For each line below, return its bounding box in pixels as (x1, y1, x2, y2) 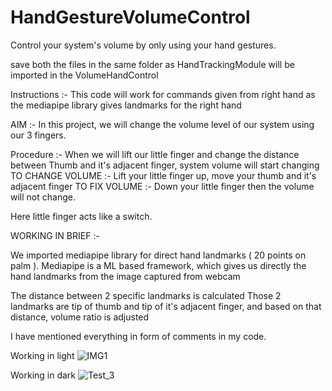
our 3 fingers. (10, 129, 67, 141)
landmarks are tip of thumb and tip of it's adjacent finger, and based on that (10, 300, 322, 312)
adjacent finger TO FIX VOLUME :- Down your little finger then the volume (10, 180, 315, 192)
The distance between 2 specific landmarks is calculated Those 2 (10, 289, 282, 301)
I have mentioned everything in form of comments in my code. (10, 330, 267, 342)
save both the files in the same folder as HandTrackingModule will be (10, 58, 295, 70)
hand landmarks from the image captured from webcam (10, 270, 241, 282)
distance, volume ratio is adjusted (10, 311, 150, 323)
